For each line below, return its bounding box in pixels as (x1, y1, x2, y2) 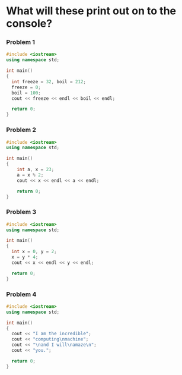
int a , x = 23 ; (17, 166, 55, 173)
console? (6, 17, 52, 30)
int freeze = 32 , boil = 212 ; (11, 78, 86, 84)
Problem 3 (6, 208, 37, 216)
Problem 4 (6, 290, 37, 298)
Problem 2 (6, 126, 37, 134)
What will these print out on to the (6, 4, 177, 18)
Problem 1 (6, 38, 36, 46)
